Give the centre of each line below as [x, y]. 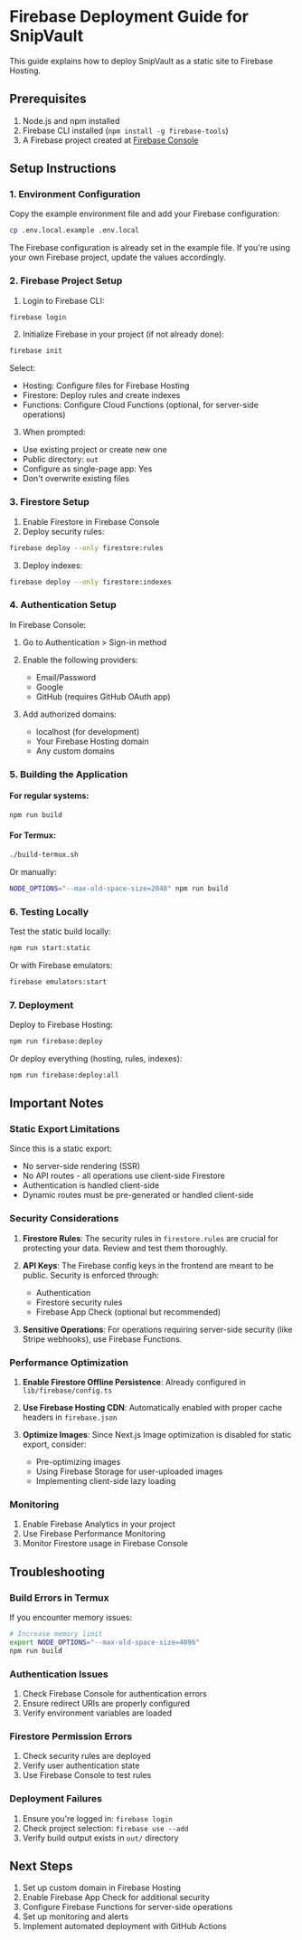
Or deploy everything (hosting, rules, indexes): [96, 1058]
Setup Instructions [63, 169]
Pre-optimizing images [78, 1462]
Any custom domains [75, 751]
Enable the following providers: [80, 660]
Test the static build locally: [60, 931]
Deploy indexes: [52, 565]
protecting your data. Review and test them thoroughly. [125, 1248]
